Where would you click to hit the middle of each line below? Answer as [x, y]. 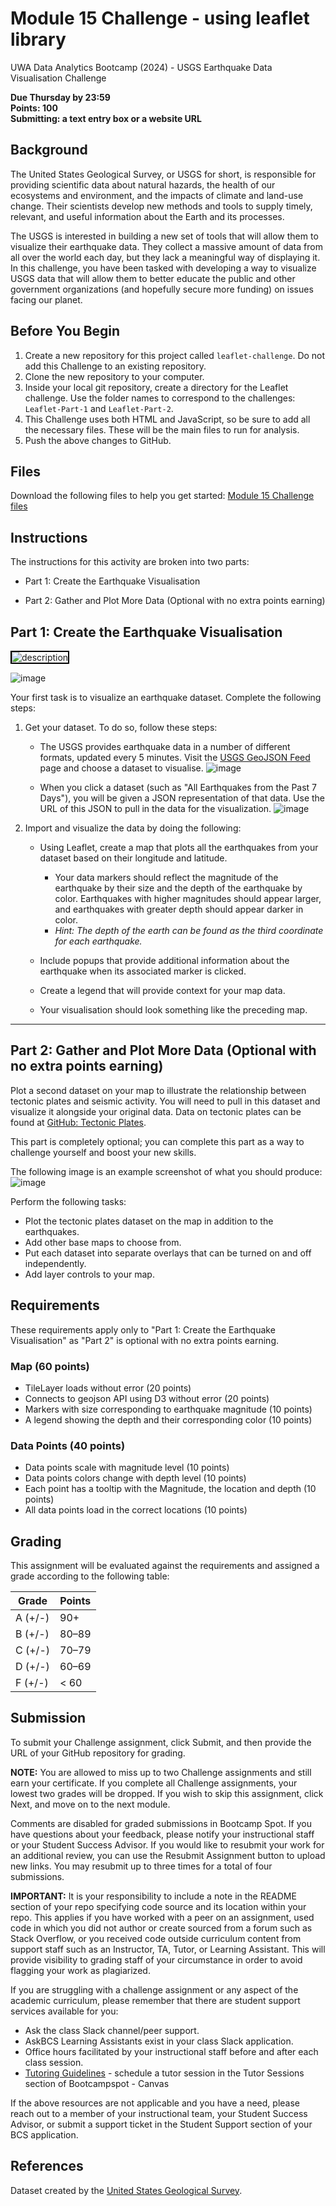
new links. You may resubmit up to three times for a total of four [141, 1866]
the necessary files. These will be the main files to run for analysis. [162, 429]
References [47, 2166]
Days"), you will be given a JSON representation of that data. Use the [182, 798]
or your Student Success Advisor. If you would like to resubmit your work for [167, 1844]
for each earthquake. [98, 941]
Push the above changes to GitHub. [98, 440]
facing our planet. [46, 299]
